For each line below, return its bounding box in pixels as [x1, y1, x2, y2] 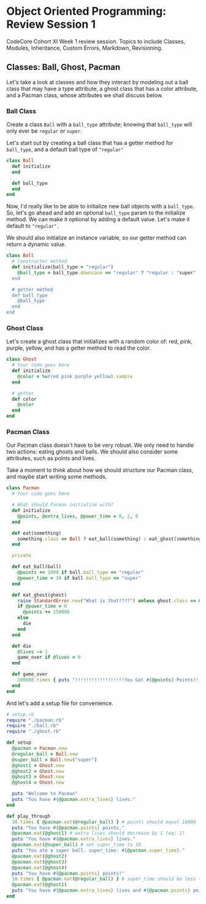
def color [12, 396, 37, 402]
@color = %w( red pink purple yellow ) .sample [17, 373, 133, 379]
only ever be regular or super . [6, 127, 82, 135]
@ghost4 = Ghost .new [12, 779, 64, 786]
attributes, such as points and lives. [6, 455, 96, 462]
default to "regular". [6, 222, 60, 230]
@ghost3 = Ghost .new [12, 774, 64, 780]
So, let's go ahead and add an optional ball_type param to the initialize [6, 209, 186, 216]
